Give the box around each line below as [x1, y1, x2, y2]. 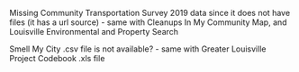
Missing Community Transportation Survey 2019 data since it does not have [9, 8, 291, 18]
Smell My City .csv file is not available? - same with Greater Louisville [9, 44, 267, 54]
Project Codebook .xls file [9, 53, 105, 63]
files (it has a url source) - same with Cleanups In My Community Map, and [9, 17, 287, 28]
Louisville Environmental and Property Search [9, 27, 178, 36]
